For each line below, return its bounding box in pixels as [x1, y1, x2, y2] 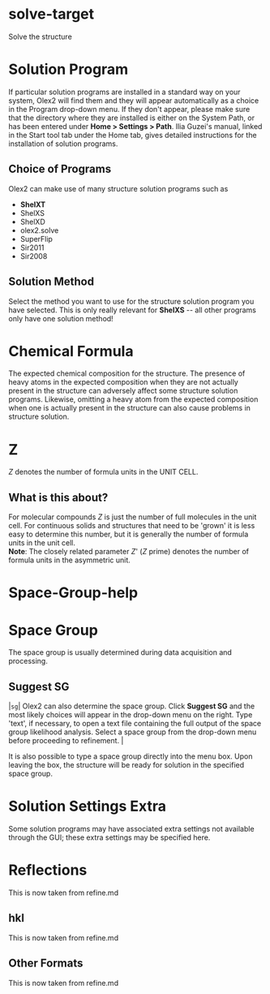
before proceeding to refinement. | [8, 736, 124, 746]
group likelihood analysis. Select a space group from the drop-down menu [8, 727, 257, 737]
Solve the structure [8, 32, 73, 41]
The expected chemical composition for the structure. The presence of [8, 368, 246, 378]
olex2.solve [19, 225, 59, 235]
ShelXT [19, 200, 46, 209]
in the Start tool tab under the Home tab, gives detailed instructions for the [8, 130, 257, 140]
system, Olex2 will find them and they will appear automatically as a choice [8, 95, 259, 105]
